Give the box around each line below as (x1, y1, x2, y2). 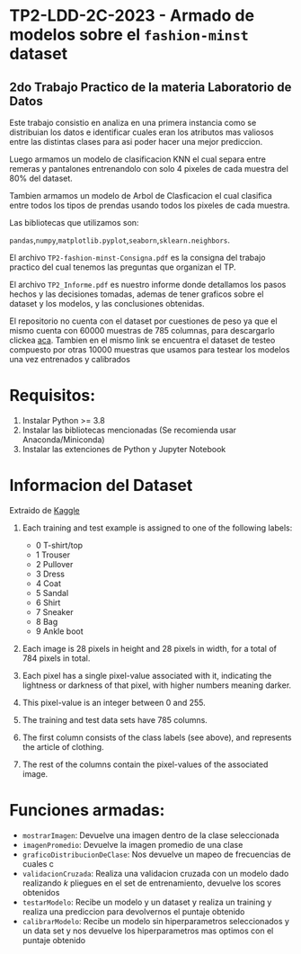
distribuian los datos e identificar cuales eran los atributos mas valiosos (9, 127, 274, 138)
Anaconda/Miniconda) (22, 433, 105, 445)
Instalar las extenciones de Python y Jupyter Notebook (22, 443, 226, 454)
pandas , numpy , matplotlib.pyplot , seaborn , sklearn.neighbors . (9, 235, 231, 245)
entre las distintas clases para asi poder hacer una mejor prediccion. (9, 137, 263, 147)
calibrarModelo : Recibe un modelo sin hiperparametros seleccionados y (22, 915, 290, 926)
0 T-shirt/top (35, 539, 84, 550)
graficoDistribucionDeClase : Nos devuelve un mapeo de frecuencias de (22, 849, 291, 860)
